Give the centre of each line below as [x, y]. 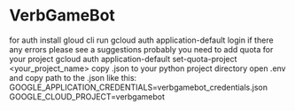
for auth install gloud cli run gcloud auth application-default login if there [141, 40]
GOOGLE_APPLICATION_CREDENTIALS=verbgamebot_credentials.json [139, 87]
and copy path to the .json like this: [73, 77]
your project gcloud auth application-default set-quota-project [123, 59]
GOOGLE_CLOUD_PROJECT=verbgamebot [87, 96]
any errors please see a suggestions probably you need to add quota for [141, 49]
